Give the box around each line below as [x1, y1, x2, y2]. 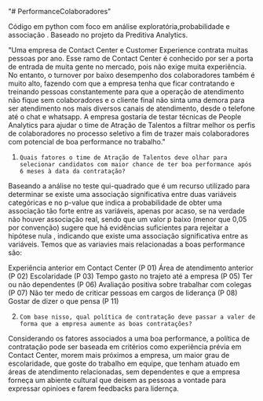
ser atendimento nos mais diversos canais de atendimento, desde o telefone [8, 104, 255, 113]
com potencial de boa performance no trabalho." [8, 137, 166, 146]
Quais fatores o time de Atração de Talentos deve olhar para [19, 154, 228, 162]
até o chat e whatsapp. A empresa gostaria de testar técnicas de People [8, 112, 242, 121]
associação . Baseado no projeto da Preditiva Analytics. [8, 31, 188, 39]
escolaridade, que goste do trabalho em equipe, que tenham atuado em [8, 359, 240, 368]
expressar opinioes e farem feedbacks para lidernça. [8, 384, 179, 393]
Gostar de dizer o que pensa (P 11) [8, 297, 119, 305]
